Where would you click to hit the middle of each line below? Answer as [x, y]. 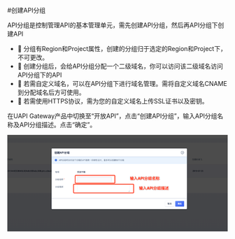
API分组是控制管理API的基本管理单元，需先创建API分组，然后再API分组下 [113, 25]
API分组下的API [40, 75]
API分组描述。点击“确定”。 [58, 125]
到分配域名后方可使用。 [51, 92]
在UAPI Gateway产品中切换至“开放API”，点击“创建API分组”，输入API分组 [112, 116]
